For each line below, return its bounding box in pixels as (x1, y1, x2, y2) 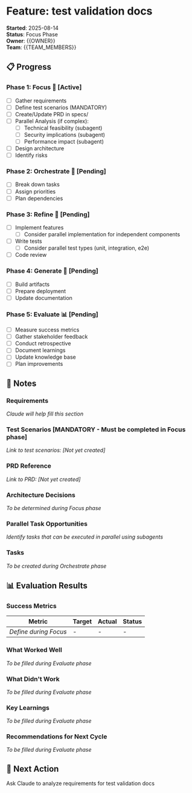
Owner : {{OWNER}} (6, 37, 56, 44)
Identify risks (14, 151, 48, 159)
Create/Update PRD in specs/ (14, 110, 89, 118)
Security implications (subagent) (24, 131, 106, 138)
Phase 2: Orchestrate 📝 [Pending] (6, 167, 107, 176)
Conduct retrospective (14, 340, 71, 347)
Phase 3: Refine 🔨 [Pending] (6, 210, 90, 219)
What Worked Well (6, 646, 62, 654)
